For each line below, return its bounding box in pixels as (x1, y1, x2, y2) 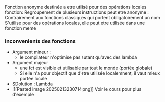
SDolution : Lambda (12, 81, 53, 87)
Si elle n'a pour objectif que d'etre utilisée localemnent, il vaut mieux (19, 70, 160, 76)
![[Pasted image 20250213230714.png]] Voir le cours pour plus (12, 86, 142, 92)
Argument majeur (12, 60, 48, 66)
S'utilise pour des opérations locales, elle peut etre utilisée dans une (5, 20, 145, 26)
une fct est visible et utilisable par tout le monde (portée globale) (19, 65, 153, 71)
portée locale (19, 76, 47, 82)
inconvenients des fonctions (5, 37, 76, 44)
